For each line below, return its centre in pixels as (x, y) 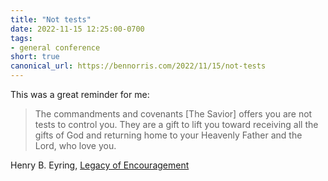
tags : (21, 38)
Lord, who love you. (75, 145)
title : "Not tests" (51, 19)
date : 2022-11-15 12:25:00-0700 (77, 29)
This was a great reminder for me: (80, 94)
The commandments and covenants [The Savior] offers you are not (173, 114)
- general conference (55, 47)
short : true (35, 57)
